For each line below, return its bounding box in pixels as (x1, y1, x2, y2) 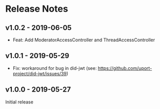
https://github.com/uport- (97, 65, 152, 71)
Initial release (5, 99, 33, 105)
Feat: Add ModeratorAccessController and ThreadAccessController (12, 37, 155, 43)
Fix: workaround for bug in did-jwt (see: (12, 65, 97, 71)
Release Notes (5, 3, 68, 15)
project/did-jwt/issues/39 (12, 70, 67, 76)
